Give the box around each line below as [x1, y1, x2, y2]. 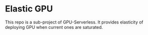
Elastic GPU [5, 3, 53, 14]
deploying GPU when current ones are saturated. [5, 24, 103, 30]
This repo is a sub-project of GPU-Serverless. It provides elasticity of [5, 19, 144, 25]
